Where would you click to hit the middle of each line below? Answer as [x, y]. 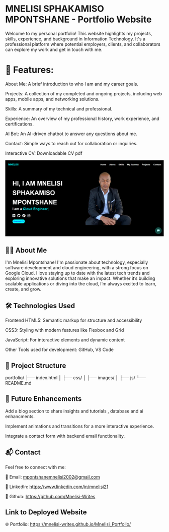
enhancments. [20, 416]
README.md [18, 383]
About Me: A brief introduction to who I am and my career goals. [72, 84]
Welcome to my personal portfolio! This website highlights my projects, [79, 33]
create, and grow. [23, 289]
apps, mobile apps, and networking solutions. [52, 99]
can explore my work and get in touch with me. [54, 49]
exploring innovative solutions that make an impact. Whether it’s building [80, 278]
